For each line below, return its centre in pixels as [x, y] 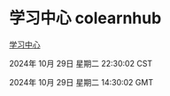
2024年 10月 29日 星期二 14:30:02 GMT [81, 82]
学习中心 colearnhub [85, 18]
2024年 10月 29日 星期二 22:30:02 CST [81, 63]
